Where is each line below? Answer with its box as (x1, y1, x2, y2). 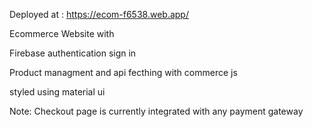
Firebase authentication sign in (9, 47, 137, 59)
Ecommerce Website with (9, 28, 115, 39)
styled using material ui (9, 86, 106, 98)
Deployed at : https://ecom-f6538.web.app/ (9, 9, 189, 20)
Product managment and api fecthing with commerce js (9, 67, 238, 78)
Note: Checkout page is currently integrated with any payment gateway (9, 105, 304, 117)
